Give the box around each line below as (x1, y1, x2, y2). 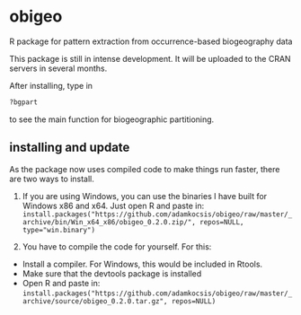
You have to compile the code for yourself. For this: (22, 241, 212, 252)
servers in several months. (9, 63, 108, 74)
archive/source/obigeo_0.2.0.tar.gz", (22, 296, 168, 306)
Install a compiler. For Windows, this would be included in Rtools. (22, 258, 263, 269)
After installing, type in (9, 80, 93, 91)
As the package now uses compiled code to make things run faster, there (9, 163, 280, 174)
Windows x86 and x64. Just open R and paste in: (22, 200, 205, 211)
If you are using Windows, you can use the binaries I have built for (22, 190, 268, 201)
